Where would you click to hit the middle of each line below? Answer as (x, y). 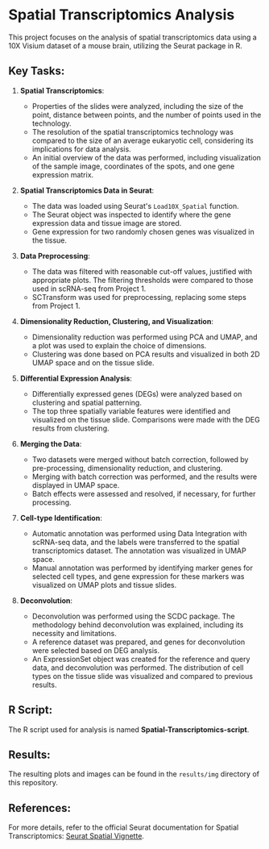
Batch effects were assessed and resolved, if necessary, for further (144, 493)
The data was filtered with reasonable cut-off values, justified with (142, 271)
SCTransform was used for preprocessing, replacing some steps (139, 297)
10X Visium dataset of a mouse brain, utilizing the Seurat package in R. (126, 45)
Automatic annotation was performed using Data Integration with (139, 533)
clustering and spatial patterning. (87, 402)
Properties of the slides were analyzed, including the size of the (138, 106)
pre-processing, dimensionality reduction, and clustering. (127, 468)
